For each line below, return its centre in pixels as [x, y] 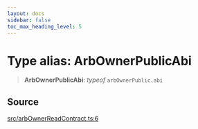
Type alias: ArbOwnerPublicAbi [99, 61]
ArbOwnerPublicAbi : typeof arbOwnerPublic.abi [93, 80]
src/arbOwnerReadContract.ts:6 [53, 119]
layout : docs [26, 14]
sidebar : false [29, 20]
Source [23, 102]
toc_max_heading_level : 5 [44, 26]
